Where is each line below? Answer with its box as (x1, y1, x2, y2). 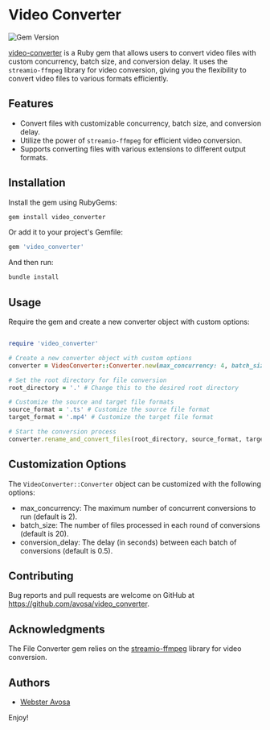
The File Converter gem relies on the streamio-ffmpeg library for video (8, 644, 242, 653)
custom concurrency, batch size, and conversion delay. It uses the (8, 56, 228, 66)
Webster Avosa (19, 697, 71, 707)
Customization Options (8, 458, 127, 471)
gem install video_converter (8, 213, 106, 221)
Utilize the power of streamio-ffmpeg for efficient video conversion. (19, 135, 243, 145)
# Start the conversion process (8, 428, 117, 436)
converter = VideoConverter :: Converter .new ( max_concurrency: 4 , (8, 361, 228, 370)
